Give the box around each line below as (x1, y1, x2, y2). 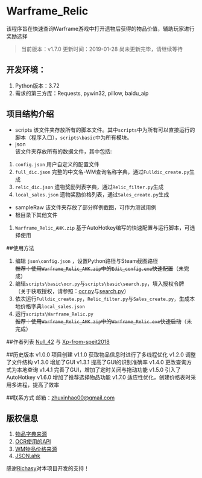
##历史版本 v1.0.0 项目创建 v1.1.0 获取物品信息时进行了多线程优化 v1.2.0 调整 (6, 350, 196, 358)
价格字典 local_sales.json (20, 302, 86, 309)
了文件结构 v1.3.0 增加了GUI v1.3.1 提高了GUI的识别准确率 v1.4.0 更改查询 (6, 358, 187, 366)
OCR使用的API (14, 438, 51, 445)
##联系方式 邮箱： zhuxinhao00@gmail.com (6, 394, 115, 401)
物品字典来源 (14, 430, 47, 438)
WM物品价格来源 (14, 445, 57, 453)
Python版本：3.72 (14, 82, 60, 89)
